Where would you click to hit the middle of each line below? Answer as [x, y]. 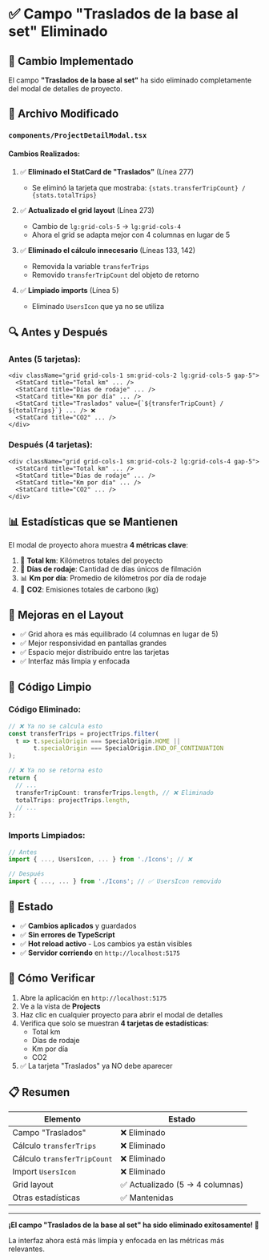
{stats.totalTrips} [64, 195]
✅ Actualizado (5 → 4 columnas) [182, 1184]
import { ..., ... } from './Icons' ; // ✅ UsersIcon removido [115, 881]
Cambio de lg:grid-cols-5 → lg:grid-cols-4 [106, 226]
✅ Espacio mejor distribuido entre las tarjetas [94, 652]
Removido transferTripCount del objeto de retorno [115, 275]
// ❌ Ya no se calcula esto [56, 726]
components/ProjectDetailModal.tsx [78, 136]
